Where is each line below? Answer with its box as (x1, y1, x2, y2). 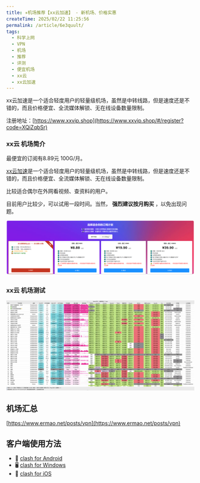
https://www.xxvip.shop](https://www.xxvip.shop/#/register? (34, 117, 184, 124)
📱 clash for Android (14, 455, 63, 462)
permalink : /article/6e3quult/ (6, 22, 84, 28)
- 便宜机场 (11, 66, 35, 72)
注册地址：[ (6, 117, 35, 124)
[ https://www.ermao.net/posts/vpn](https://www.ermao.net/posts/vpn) (6, 420, 181, 427)
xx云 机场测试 (6, 286, 46, 294)
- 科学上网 (11, 35, 35, 41)
